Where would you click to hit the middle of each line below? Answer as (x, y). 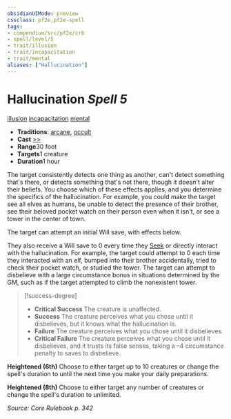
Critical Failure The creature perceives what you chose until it (122, 338)
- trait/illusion (32, 46)
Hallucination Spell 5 (67, 99)
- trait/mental (29, 59)
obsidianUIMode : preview (43, 13)
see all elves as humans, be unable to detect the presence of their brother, (113, 204)
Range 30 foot (37, 147)
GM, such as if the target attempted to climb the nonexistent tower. (102, 282)
